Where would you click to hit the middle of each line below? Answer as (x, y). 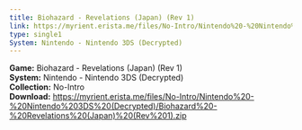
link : (19, 26)
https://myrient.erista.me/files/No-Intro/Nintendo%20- (153, 97)
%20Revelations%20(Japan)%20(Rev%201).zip (98, 116)
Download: (30, 97)
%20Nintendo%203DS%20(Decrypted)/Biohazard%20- (113, 106)
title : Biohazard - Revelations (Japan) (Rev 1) (102, 17)
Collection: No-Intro (47, 87)
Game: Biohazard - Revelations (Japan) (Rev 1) (96, 68)
